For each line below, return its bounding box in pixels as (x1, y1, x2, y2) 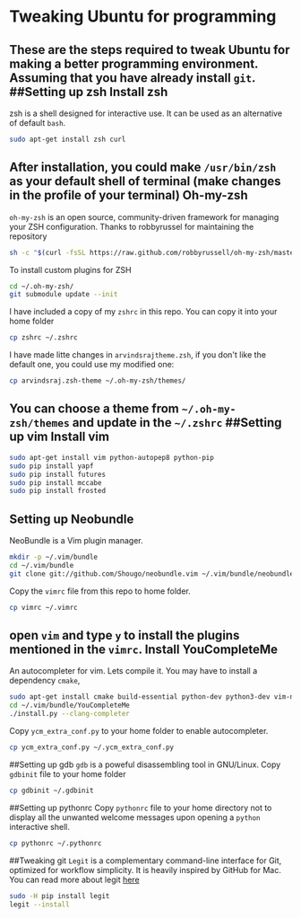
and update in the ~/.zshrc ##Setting (72, 415, 282, 430)
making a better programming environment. (9, 56, 258, 71)
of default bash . (9, 118, 66, 128)
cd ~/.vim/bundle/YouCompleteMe (9, 701, 130, 711)
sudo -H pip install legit (9, 891, 110, 900)
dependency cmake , (9, 675, 81, 686)
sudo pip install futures (9, 470, 106, 479)
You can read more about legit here (9, 874, 141, 885)
